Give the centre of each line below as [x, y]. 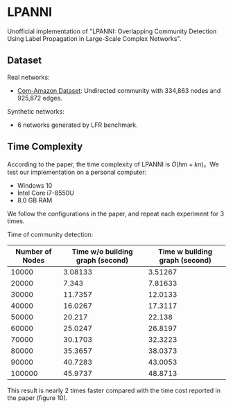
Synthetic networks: [36, 111]
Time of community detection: [50, 234]
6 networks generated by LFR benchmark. [78, 125]
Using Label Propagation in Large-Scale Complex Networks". [94, 38]
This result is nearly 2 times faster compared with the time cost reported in [114, 390]
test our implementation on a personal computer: [77, 172]
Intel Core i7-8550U [45, 193]
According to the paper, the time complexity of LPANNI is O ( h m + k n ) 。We [113, 164]
